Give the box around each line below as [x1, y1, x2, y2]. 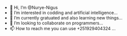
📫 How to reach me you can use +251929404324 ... [9, 26, 116, 31]
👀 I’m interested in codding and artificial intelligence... [9, 10, 118, 16]
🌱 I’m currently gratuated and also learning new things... [9, 15, 123, 20]
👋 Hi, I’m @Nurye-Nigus [9, 5, 58, 10]
